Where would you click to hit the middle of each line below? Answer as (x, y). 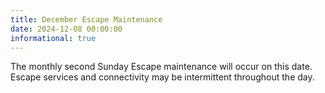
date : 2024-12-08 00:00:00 (66, 29)
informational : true (53, 38)
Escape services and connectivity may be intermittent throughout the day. (162, 77)
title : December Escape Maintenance (86, 19)
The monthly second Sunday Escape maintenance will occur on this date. (161, 67)
